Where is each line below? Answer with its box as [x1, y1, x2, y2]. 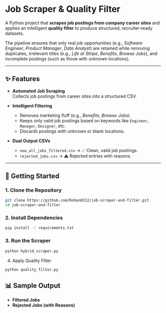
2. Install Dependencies [5, 214, 63, 221]
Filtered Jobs [12, 297, 41, 303]
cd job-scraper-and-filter [5, 203, 61, 208]
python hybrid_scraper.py [5, 249, 58, 254]
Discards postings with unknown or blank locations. [19, 128, 125, 134]
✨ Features [5, 75, 40, 83]
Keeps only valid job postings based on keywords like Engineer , [19, 117, 149, 123]
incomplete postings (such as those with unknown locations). [5, 55, 130, 61]
